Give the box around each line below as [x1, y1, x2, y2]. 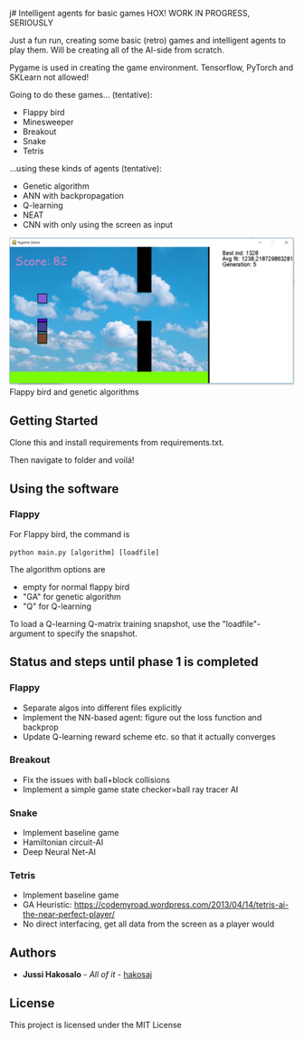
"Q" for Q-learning [22, 601, 92, 612]
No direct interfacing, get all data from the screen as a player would [22, 918, 275, 929]
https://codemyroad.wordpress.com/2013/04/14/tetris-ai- [73, 899, 290, 910]
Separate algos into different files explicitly [22, 702, 183, 713]
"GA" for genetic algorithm [22, 591, 122, 602]
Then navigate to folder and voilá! [9, 455, 135, 466]
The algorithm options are [9, 564, 106, 574]
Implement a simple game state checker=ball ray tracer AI [22, 784, 239, 795]
